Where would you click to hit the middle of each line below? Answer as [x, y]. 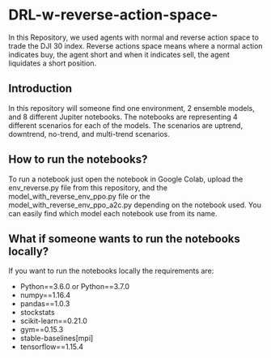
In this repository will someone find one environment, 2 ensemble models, [131, 108]
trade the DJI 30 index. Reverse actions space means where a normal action [135, 45]
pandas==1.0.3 [45, 304]
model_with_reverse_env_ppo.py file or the [79, 196]
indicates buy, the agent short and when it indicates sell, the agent [119, 54]
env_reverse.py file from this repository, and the [88, 187]
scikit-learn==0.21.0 [53, 321]
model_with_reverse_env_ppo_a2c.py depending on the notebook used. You [135, 205]
